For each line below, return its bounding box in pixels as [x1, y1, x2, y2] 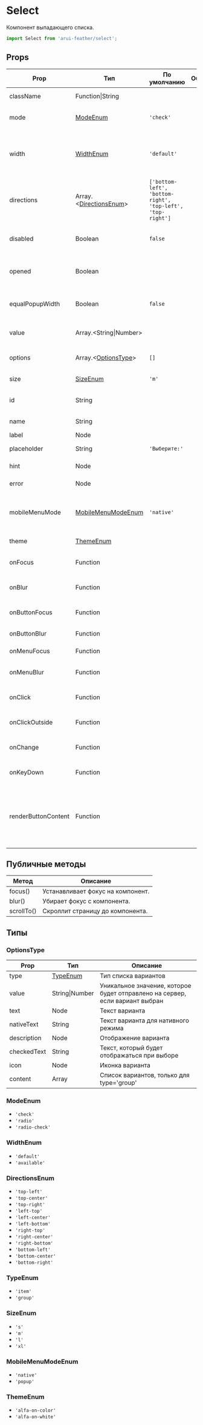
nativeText [9, 1020, 39, 1028]
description [9, 1034, 42, 1042]
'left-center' [14, 1215, 51, 1221]
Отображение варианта [99, 1034, 170, 1042]
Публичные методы [6, 859, 86, 870]
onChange [9, 743, 39, 751]
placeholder [9, 444, 43, 452]
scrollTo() [9, 907, 37, 916]
